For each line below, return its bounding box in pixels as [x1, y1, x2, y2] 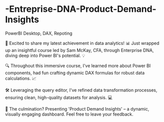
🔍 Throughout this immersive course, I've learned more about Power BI [5, 63, 151, 69]
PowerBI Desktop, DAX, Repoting [5, 30, 73, 36]
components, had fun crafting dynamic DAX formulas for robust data [5, 70, 145, 76]
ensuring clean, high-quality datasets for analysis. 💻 [5, 94, 113, 100]
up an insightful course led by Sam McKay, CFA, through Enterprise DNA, [5, 47, 154, 53]
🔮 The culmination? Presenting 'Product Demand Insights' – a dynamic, [5, 106, 150, 112]
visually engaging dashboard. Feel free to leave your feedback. [5, 111, 133, 117]
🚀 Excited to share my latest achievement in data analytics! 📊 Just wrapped [5, 40, 160, 46]
